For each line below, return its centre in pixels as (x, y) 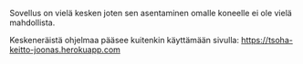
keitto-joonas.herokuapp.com (65, 50)
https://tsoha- (267, 40)
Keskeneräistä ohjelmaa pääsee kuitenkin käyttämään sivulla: (125, 40)
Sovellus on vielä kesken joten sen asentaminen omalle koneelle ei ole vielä (151, 13)
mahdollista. (32, 23)
